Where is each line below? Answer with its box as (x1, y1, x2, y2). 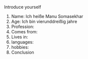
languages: (11, 39, 34, 45)
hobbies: (11, 44, 29, 50)
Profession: (11, 24, 34, 29)
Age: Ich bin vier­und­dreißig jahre (11, 19, 77, 24)
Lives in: (11, 34, 28, 40)
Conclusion (11, 49, 34, 55)
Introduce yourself (4, 4, 42, 10)
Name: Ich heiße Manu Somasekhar (11, 14, 84, 19)
